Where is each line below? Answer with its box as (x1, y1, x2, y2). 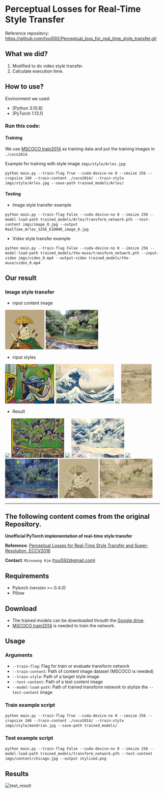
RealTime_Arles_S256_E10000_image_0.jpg (5, 227, 89, 232)
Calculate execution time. (12, 68, 64, 74)
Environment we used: (5, 95, 51, 102)
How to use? (5, 82, 44, 91)
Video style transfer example (12, 235, 71, 241)
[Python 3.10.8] (12, 105, 43, 111)
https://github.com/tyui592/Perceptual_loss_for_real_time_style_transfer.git (5, 36, 157, 41)
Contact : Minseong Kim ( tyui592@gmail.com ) (5, 557, 96, 563)
